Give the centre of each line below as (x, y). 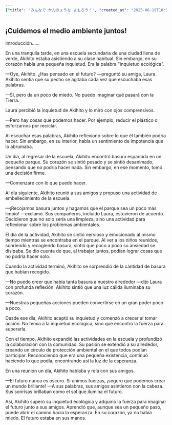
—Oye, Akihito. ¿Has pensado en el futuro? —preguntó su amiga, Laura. (81, 74)
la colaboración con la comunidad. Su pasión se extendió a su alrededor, (82, 344)
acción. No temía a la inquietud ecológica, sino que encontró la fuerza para (84, 324)
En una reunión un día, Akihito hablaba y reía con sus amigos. (70, 371)
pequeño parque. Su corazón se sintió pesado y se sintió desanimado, (79, 162)
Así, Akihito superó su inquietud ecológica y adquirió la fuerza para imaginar (86, 402)
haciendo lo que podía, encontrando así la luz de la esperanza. (71, 361)
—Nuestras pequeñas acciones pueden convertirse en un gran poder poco (84, 303)
